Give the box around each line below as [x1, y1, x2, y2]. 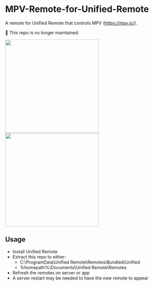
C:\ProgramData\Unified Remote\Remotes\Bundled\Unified [19, 259, 141, 265]
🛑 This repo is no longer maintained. [5, 29, 80, 35]
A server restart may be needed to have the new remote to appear [12, 275, 149, 281]
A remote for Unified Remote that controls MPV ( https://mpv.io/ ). [5, 20, 138, 26]
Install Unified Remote [12, 248, 58, 255]
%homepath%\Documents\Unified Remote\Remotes [19, 264, 127, 270]
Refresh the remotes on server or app [12, 270, 90, 276]
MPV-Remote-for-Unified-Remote [5, 3, 150, 15]
